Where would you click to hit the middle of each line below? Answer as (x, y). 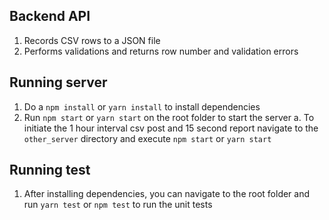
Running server (58, 82)
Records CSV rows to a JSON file (92, 40)
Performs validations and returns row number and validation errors (161, 51)
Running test (50, 170)
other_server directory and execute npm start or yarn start (147, 138)
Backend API (50, 16)
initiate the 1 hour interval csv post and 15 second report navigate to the (171, 128)
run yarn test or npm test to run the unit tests (118, 205)
